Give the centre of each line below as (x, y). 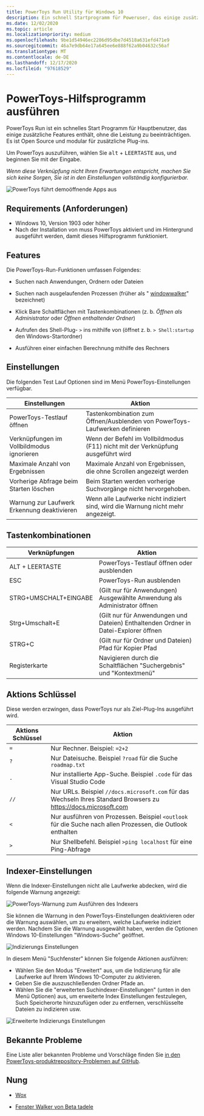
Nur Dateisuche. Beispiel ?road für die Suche (114, 759)
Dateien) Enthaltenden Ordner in (145, 622)
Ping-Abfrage (71, 850)
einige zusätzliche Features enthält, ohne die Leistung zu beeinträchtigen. (99, 135)
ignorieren (24, 453)
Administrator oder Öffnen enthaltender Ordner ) (75, 318)
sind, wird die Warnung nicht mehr (135, 506)
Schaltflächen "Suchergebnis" (142, 665)
